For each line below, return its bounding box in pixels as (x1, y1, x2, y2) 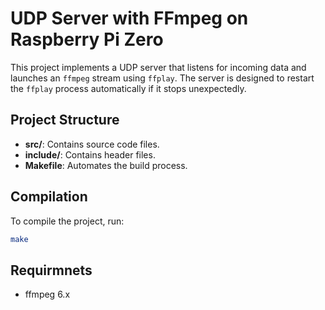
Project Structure (10, 112, 120, 129)
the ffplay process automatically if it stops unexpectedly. (10, 82, 247, 94)
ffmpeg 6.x (24, 288, 71, 301)
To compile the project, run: (10, 215, 125, 227)
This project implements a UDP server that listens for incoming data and (10, 61, 307, 73)
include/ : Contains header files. (24, 148, 156, 161)
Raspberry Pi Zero (10, 28, 164, 51)
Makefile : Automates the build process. (24, 159, 188, 171)
